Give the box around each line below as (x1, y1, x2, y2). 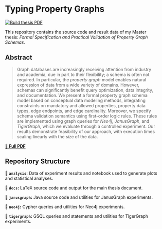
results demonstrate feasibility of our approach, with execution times (17, 128, 155, 134)
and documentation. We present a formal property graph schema (17, 92, 148, 98)
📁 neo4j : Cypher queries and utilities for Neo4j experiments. (5, 204, 125, 210)
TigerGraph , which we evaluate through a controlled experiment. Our (17, 123, 156, 129)
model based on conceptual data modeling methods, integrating (17, 97, 146, 103)
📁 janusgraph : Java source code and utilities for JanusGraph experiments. (5, 194, 153, 200)
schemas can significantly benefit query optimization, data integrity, (17, 87, 154, 93)
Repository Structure (5, 157, 71, 166)
